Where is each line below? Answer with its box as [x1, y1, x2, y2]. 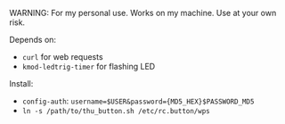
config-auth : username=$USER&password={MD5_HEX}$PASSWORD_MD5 [21, 95, 255, 106]
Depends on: [9, 35, 56, 45]
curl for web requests [21, 52, 104, 62]
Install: [9, 79, 34, 88]
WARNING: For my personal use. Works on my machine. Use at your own [9, 8, 277, 18]
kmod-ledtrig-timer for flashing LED [21, 62, 156, 71]
